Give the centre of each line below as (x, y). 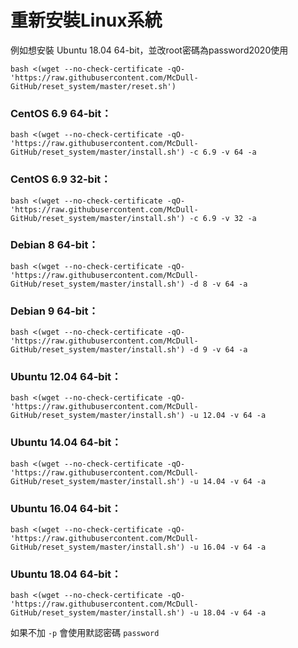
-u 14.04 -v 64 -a (228, 481)
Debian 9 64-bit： (54, 311)
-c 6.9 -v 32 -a (223, 218)
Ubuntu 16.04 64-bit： (66, 508)
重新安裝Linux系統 (86, 20)
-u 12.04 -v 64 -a (228, 416)
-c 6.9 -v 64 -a (223, 152)
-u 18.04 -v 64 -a (228, 613)
